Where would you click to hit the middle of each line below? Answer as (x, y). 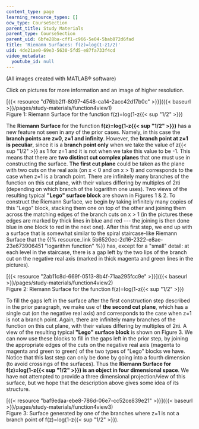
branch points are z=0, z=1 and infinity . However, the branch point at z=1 (97, 138)
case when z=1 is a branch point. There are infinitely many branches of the (97, 176)
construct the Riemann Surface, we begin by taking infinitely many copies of (99, 201)
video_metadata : (26, 56)
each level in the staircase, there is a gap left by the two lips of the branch (97, 252)
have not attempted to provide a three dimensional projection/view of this (96, 376)
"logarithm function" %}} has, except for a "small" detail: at (117, 246)
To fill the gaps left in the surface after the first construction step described (98, 300)
